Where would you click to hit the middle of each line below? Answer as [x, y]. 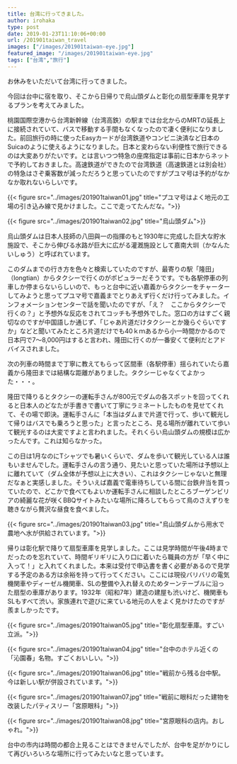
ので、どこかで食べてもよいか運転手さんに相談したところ [109, 491]
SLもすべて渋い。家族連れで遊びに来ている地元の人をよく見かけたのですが [116, 601]
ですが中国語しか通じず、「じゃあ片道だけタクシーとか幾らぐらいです [126, 322]
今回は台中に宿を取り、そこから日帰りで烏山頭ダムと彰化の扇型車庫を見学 [116, 96]
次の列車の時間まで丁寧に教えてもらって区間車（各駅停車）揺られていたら [115, 364]
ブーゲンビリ [211, 491]
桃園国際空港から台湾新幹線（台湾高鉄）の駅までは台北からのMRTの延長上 [116, 120]
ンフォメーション [32, 304]
